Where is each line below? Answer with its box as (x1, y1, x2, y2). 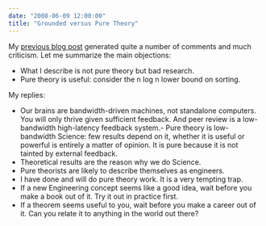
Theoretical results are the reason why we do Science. (19, 157, 202, 166)
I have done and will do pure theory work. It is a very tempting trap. (19, 174, 243, 184)
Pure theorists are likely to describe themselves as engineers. (19, 165, 225, 175)
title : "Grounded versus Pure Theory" (8, 19, 139, 27)
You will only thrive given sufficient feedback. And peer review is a (19, 114, 242, 123)
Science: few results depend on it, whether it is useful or (57, 131, 245, 141)
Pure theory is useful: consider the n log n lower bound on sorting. (19, 74, 241, 84)
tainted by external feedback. (19, 149, 118, 158)
